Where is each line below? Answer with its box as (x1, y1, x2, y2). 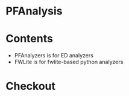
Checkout (5, 80, 55, 93)
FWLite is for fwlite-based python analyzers (14, 59, 124, 66)
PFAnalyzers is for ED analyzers (14, 52, 94, 59)
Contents (5, 32, 54, 46)
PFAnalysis (5, 4, 63, 18)
